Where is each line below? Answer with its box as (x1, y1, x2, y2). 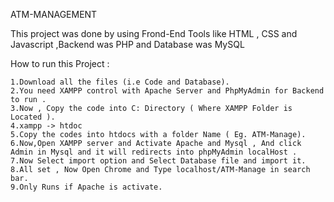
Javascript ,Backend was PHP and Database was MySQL (10, 39, 245, 50)
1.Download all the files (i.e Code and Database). (10, 77, 230, 87)
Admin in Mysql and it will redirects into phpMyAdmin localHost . (10, 147, 298, 157)
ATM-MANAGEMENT (10, 9, 98, 20)
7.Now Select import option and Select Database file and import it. (10, 156, 307, 166)
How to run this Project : (10, 58, 110, 69)
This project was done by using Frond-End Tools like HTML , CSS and (10, 28, 298, 39)
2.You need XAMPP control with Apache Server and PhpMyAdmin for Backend (10, 86, 325, 96)
